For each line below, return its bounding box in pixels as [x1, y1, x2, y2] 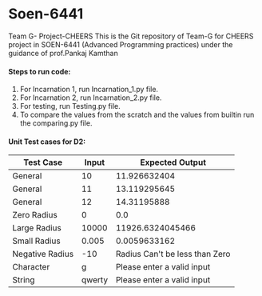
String [12, 274, 35, 286]
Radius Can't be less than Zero [115, 249, 231, 260]
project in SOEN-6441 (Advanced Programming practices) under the [8, 39, 233, 49]
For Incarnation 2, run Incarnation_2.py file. [19, 93, 162, 102]
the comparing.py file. [19, 118, 93, 128]
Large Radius [12, 222, 62, 234]
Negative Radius [12, 249, 74, 260]
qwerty [81, 274, 109, 286]
